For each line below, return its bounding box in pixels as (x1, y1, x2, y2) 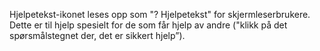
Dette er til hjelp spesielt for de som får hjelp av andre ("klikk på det (9, 19, 288, 31)
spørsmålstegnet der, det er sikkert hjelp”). (9, 30, 186, 41)
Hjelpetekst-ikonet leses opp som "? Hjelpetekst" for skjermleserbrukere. (9, 9, 311, 20)
